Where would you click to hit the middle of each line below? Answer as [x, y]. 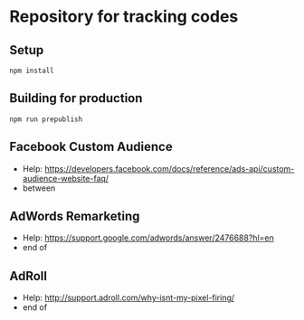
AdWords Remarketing [75, 216]
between [39, 188]
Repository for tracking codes [124, 17]
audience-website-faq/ [66, 178]
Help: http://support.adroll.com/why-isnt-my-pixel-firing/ [128, 298]
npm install [32, 71]
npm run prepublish [46, 119]
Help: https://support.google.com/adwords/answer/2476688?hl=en [148, 238]
